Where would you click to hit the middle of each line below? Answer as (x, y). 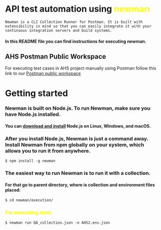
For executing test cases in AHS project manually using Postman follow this (81, 68)
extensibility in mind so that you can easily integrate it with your (78, 26)
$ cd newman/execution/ (29, 200)
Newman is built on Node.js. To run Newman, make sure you (78, 108)
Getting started (37, 93)
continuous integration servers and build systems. (59, 30)
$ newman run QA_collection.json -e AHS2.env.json (58, 223)
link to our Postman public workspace (43, 74)
